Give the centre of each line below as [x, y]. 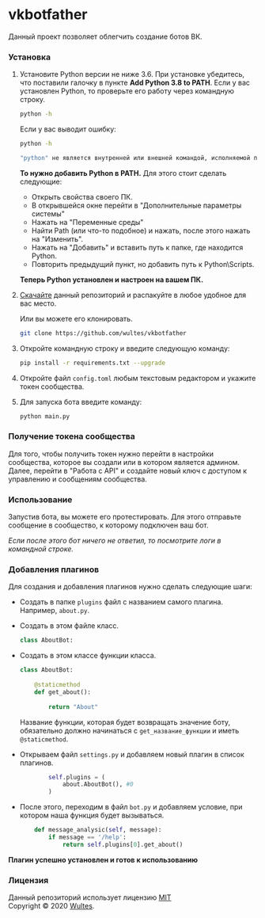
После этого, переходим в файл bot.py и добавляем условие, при [131, 807]
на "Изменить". [57, 238]
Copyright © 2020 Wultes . [51, 906]
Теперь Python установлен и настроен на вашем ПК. [112, 280]
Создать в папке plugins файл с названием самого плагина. [121, 602]
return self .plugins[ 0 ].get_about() [123, 844]
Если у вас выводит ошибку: [68, 129]
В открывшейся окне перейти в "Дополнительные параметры [136, 205]
